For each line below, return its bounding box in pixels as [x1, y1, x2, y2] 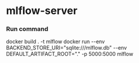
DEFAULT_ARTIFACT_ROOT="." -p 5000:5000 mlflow [6, 51, 134, 58]
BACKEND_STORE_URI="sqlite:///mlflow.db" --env [6, 44, 127, 51]
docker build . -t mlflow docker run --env [6, 38, 105, 45]
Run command [6, 25, 49, 33]
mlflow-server [6, 4, 78, 17]
